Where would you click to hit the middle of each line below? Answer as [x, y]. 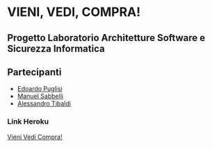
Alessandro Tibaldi [44, 104]
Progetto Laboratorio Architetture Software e [106, 38]
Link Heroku [28, 122]
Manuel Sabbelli [40, 96]
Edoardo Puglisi [40, 89]
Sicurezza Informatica [56, 48]
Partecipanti [34, 72]
